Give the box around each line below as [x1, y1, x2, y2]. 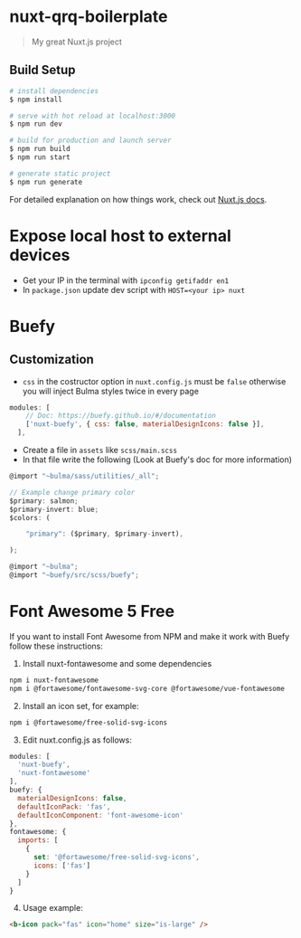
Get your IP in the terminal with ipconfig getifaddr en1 [22, 274, 229, 286]
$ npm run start [9, 153, 71, 162]
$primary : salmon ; [9, 496, 79, 506]
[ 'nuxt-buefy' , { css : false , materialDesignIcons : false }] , [25, 420, 265, 429]
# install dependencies [9, 86, 99, 96]
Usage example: [22, 903, 83, 914]
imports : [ [17, 836, 59, 845]
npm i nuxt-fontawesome [9, 676, 99, 685]
